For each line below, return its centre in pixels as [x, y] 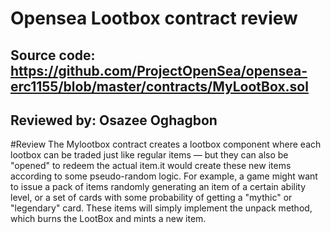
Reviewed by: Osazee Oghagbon [114, 120]
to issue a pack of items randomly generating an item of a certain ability [158, 187]
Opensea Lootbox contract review [154, 18]
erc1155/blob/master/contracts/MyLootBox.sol [159, 86]
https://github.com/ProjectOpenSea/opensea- [159, 70]
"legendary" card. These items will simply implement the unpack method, [161, 208]
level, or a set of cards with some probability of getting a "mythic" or [151, 198]
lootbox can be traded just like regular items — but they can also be [149, 155]
